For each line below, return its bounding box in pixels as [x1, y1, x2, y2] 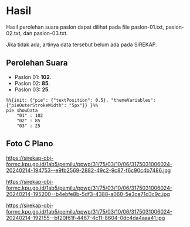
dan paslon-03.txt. [23, 29, 68, 36]
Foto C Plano [6, 139, 53, 149]
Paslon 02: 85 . [14, 80, 50, 87]
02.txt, [6, 29, 22, 36]
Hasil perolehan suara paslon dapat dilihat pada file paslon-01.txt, [6, 23, 165, 30]
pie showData [6, 107, 38, 113]
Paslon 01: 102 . [14, 73, 52, 80]
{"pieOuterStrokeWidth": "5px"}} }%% [6, 102, 99, 108]
